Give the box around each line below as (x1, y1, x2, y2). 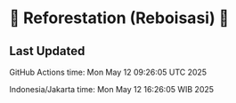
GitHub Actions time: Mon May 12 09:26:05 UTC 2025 (9, 67, 208, 77)
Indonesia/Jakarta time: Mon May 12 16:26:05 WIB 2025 (9, 84, 215, 94)
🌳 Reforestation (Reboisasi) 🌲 (9, 8, 230, 28)
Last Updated (9, 44, 85, 59)
